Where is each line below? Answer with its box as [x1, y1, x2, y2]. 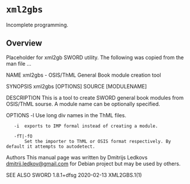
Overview [6, 38, 43, 48]
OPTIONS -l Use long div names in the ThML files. [6, 111, 127, 118]
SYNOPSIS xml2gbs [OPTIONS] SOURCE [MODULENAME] [6, 83, 147, 90]
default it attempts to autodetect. [6, 144, 95, 149]
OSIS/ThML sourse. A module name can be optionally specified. [6, 100, 161, 107]
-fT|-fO [13, 133, 33, 139]
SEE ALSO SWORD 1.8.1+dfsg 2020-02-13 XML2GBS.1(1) [6, 171, 142, 178]
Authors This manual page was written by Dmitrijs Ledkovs [6, 154, 148, 161]
